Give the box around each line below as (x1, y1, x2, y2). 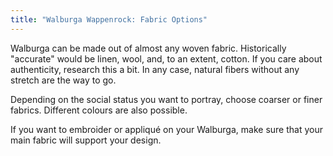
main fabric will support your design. (10, 134, 162, 146)
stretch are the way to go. (10, 74, 117, 86)
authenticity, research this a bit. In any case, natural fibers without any (10, 63, 300, 75)
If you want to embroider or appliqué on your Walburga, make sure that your (10, 123, 323, 135)
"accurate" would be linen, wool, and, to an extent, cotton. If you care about (10, 52, 323, 65)
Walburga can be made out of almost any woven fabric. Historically (10, 42, 287, 54)
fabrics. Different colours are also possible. (10, 104, 188, 116)
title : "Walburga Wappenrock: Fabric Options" (10, 14, 208, 25)
